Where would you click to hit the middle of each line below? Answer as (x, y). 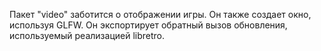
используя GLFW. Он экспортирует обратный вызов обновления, (148, 25)
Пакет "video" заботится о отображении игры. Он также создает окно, (160, 14)
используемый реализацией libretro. (87, 35)
